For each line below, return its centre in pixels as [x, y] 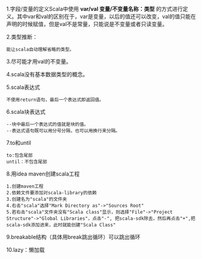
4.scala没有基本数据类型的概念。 [47, 74]
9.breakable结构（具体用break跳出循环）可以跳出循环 [73, 237]
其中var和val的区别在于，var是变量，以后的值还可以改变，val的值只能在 [106, 16]
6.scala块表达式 [26, 112]
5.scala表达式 [23, 87]
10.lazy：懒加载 [26, 250]
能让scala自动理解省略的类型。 [40, 50]
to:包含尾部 [20, 156]
